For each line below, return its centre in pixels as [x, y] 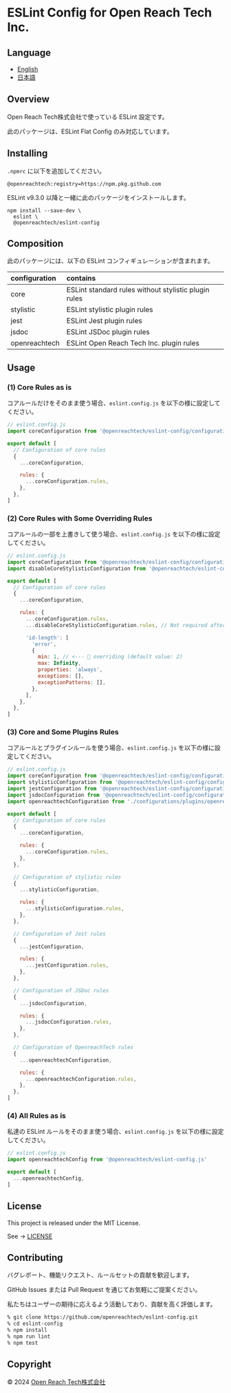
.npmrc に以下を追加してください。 [56, 171]
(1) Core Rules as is [40, 387]
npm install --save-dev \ [44, 210]
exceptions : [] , [61, 676]
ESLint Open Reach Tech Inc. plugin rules [133, 343]
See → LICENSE [30, 1236]
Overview [29, 99]
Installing [27, 154]
